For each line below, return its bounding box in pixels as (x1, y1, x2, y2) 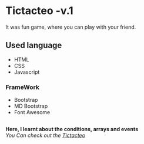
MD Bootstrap (14, 102, 48, 109)
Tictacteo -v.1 (5, 4, 74, 18)
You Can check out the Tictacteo (5, 132, 86, 139)
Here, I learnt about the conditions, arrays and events (5, 126, 139, 133)
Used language (5, 40, 62, 50)
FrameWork (5, 83, 39, 91)
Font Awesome (14, 109, 51, 116)
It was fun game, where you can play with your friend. (5, 23, 136, 30)
